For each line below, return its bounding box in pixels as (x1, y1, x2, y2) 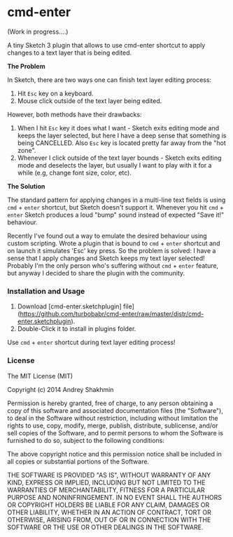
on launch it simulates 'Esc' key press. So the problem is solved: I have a (7, 246, 216, 254)
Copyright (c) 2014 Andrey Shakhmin (7, 385, 114, 393)
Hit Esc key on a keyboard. (17, 89, 94, 97)
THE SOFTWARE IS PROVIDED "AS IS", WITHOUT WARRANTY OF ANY (7, 470, 211, 479)
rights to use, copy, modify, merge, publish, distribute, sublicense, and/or (7, 421, 218, 430)
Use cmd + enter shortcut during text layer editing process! (7, 338, 176, 347)
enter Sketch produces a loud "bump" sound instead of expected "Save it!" (7, 210, 225, 219)
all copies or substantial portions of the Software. (7, 457, 149, 465)
